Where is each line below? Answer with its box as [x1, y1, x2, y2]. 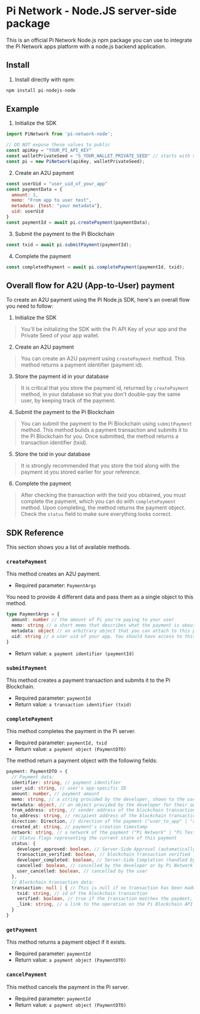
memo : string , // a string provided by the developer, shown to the [11, 796, 185, 802]
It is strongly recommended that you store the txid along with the [20, 462, 180, 470]
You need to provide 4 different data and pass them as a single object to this [6, 593, 193, 600]
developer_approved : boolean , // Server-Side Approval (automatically [17, 846, 196, 852]
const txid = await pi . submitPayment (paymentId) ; [6, 242, 132, 248]
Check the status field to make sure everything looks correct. [20, 511, 172, 518]
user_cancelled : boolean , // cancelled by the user [17, 868, 148, 874]
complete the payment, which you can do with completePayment [20, 498, 176, 505]
